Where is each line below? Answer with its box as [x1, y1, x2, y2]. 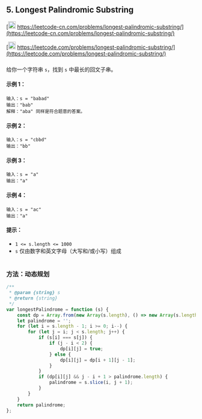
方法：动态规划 [6, 270, 50, 278]
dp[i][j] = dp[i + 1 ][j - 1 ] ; [60, 357, 136, 363]
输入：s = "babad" [6, 95, 50, 101]
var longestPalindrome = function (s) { [6, 306, 109, 313]
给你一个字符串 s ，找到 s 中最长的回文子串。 [6, 66, 117, 73]
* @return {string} [8, 295, 58, 301]
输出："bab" [6, 102, 34, 108]
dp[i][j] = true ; [60, 345, 103, 352]
